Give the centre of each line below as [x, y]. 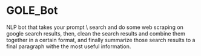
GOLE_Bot [32, 11]
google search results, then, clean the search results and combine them [96, 33]
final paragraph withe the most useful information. [69, 46]
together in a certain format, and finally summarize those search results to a [101, 40]
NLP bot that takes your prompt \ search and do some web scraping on [95, 27]
